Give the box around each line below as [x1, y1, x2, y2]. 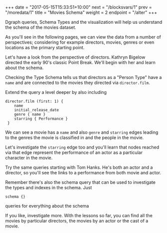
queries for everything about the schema [5, 203, 89, 209]
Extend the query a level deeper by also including [5, 89, 107, 95]
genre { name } [14, 112, 46, 117]
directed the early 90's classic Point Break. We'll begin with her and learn [5, 60, 156, 65]
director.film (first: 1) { [5, 99, 64, 104]
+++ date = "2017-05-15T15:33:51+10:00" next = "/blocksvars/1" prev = [5, 4, 152, 10]
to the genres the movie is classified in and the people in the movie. [5, 135, 144, 141]
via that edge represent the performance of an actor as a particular [5, 150, 143, 155]
